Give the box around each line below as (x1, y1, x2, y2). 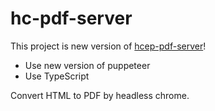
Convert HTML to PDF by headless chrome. (10, 89, 190, 101)
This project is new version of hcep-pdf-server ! (10, 40, 207, 52)
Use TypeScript (24, 70, 90, 82)
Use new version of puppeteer (24, 59, 151, 71)
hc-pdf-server (10, 7, 133, 30)
